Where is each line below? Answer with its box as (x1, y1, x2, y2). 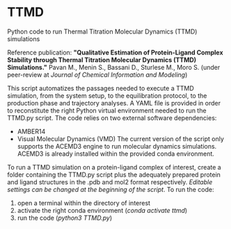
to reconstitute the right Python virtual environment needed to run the (7, 106, 207, 114)
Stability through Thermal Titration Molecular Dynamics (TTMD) (7, 55, 197, 64)
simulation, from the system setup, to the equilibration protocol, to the (7, 91, 207, 100)
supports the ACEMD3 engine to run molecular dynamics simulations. (17, 142, 217, 150)
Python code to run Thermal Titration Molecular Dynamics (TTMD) (7, 27, 198, 36)
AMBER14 (17, 127, 46, 135)
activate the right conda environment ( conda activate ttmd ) (17, 206, 188, 214)
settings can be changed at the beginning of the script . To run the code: (7, 185, 214, 193)
